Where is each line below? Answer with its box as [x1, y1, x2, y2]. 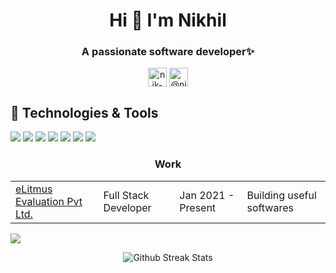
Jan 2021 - [179, 188, 235, 202]
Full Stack [103, 188, 150, 202]
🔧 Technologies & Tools [10, 104, 159, 121]
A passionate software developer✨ [81, 45, 255, 59]
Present [179, 200, 217, 214]
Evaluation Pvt [15, 194, 83, 208]
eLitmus [15, 182, 53, 196]
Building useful [246, 188, 317, 202]
